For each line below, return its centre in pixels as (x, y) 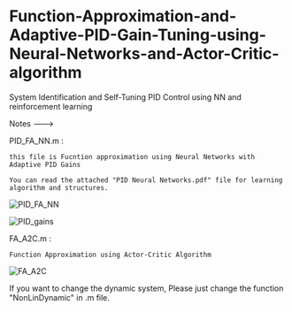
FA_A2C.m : (30, 238)
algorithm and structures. (59, 187)
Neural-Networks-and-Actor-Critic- (144, 54)
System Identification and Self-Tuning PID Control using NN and (125, 97)
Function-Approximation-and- (123, 16)
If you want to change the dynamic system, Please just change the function (146, 288)
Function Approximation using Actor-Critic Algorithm (111, 255)
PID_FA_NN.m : (36, 141)
